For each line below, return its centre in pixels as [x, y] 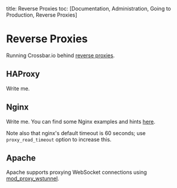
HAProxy [23, 74]
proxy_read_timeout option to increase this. [59, 139]
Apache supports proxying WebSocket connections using [77, 173]
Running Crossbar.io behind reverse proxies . [61, 55]
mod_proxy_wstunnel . [33, 178]
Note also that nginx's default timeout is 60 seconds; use [76, 133]
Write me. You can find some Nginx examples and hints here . [81, 121]
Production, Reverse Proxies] [42, 15]
